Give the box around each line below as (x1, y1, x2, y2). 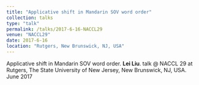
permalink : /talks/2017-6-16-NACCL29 (6, 26, 103, 32)
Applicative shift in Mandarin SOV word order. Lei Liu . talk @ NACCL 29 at (6, 59, 193, 67)
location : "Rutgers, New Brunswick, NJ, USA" (6, 43, 124, 50)
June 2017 (6, 73, 32, 80)
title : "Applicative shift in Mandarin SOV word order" (6, 9, 152, 15)
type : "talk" (6, 20, 40, 26)
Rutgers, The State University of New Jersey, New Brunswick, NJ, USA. (6, 66, 187, 73)
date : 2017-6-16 (6, 37, 48, 43)
